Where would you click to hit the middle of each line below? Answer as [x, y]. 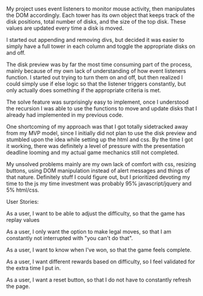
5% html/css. [23, 190]
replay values [23, 220]
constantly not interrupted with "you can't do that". [70, 238]
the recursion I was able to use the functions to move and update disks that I [102, 108]
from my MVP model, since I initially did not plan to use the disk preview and [101, 133]
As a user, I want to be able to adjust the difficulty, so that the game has [96, 214]
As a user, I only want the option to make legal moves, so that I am [89, 232]
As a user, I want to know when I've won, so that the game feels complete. [99, 250]
